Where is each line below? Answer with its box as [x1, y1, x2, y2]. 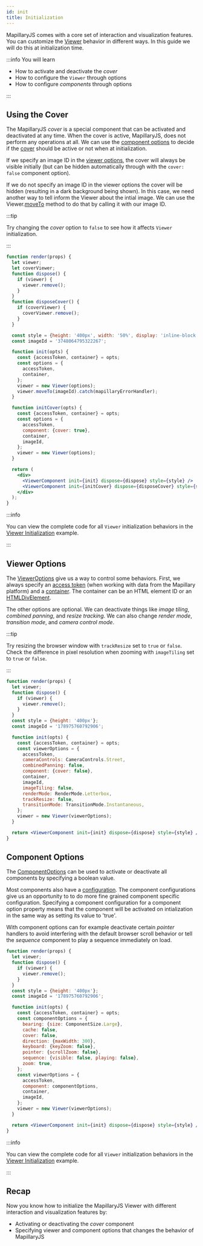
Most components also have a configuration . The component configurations [6, 886, 196, 894]
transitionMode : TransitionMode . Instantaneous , [22, 802, 145, 808]
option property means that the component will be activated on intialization [6, 906, 193, 913]
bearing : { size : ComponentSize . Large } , [22, 1021, 123, 1027]
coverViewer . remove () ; [22, 310, 80, 317]
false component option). [6, 170, 71, 177]
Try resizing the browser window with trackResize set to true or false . [6, 642, 182, 649]
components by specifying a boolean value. [6, 874, 115, 882]
